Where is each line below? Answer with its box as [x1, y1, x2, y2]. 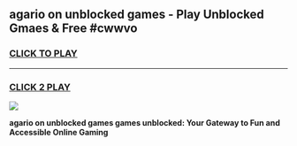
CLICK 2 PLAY [9, 81, 71, 93]
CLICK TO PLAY [9, 48, 78, 60]
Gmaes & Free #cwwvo [9, 21, 138, 36]
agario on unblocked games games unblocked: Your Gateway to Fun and [9, 117, 281, 127]
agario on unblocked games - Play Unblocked [9, 7, 264, 22]
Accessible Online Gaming [9, 127, 109, 137]
